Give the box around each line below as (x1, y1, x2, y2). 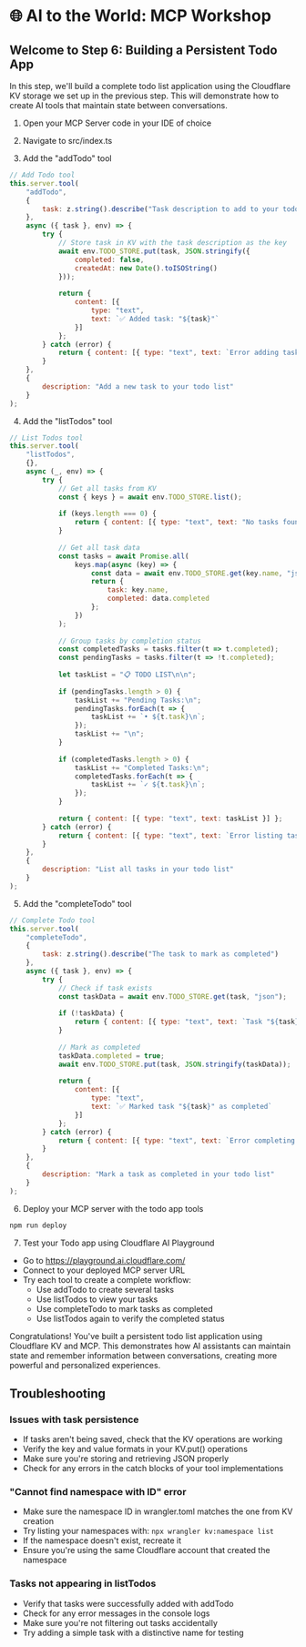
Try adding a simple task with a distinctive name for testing (22, 1627, 244, 1638)
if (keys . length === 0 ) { (57, 509, 157, 519)
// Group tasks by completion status (57, 636, 202, 646)
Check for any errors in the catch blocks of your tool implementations (22, 1463, 284, 1474)
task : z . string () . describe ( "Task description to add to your (42, 204, 280, 214)
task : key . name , (107, 585, 169, 595)
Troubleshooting (9, 1386, 107, 1401)
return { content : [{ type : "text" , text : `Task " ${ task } (74, 1017, 300, 1027)
